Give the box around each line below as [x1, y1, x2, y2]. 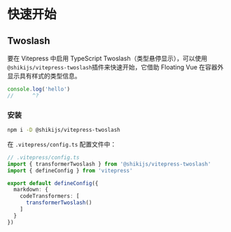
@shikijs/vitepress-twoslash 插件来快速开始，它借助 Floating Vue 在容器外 [7, 63, 224, 71]
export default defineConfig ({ [7, 179, 99, 186]
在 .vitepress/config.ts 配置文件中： [7, 139, 117, 148]
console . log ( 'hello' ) [7, 86, 71, 93]
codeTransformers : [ [20, 193, 80, 200]
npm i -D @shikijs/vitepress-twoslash [7, 127, 120, 134]
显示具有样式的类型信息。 [7, 71, 81, 80]
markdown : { [13, 186, 49, 193]
